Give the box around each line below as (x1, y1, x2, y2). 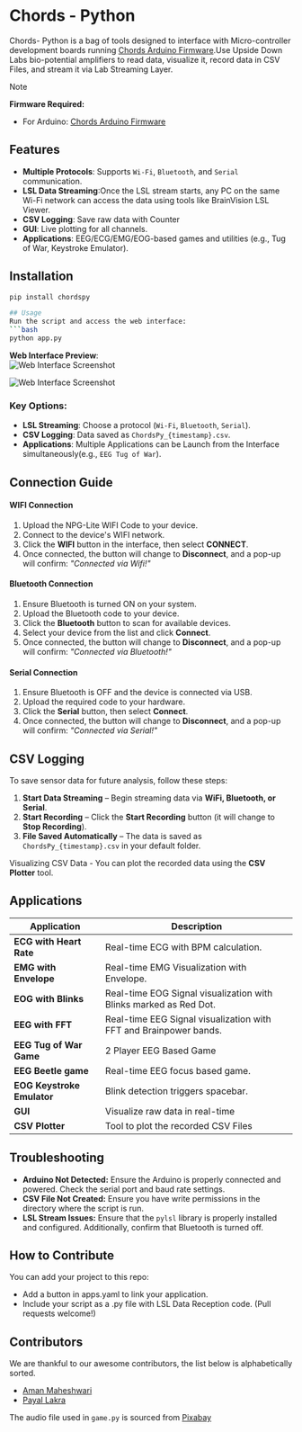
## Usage (9, 309, 42, 318)
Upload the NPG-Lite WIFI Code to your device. (22, 519, 199, 531)
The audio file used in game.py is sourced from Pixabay (9, 1412, 212, 1423)
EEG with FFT (13, 1018, 73, 1031)
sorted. (9, 1368, 36, 1379)
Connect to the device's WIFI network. (22, 529, 165, 540)
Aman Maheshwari (22, 1385, 93, 1396)
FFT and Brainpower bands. (104, 1024, 222, 1036)
